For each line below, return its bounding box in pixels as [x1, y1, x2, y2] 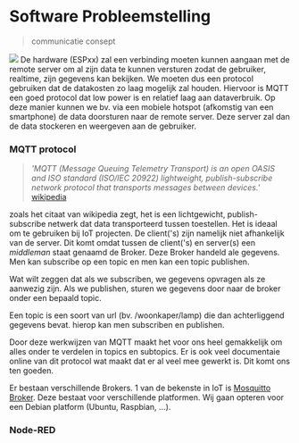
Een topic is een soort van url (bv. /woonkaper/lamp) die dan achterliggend [9, 310, 285, 321]
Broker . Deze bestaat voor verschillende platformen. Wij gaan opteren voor [9, 392, 284, 403]
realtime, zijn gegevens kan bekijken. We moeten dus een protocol [9, 73, 254, 84]
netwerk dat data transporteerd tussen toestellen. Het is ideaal [47, 219, 278, 230]
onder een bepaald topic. [9, 293, 103, 304]
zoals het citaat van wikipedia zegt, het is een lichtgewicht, [9, 209, 226, 220]
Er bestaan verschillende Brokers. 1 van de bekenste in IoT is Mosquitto [9, 382, 271, 394]
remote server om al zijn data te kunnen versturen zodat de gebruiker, [9, 63, 266, 74]
